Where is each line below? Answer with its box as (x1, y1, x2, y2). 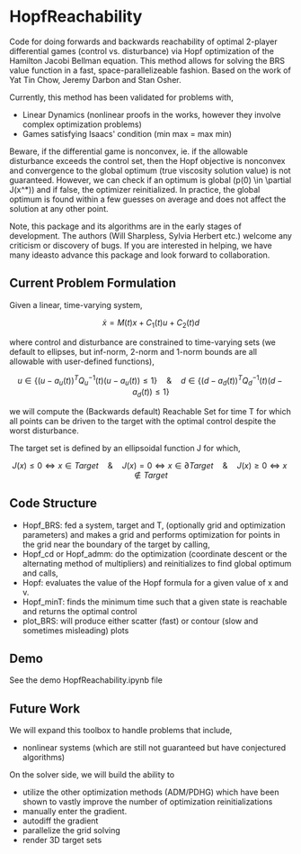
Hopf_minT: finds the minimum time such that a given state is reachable (22, 596, 288, 607)
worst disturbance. (9, 425, 79, 436)
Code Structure (9, 495, 97, 511)
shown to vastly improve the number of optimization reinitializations (22, 796, 273, 807)
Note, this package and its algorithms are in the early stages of (9, 221, 243, 232)
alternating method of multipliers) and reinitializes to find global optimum (22, 558, 292, 568)
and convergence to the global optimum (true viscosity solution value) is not (9, 165, 291, 176)
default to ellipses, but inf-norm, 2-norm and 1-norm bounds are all (9, 346, 258, 357)
